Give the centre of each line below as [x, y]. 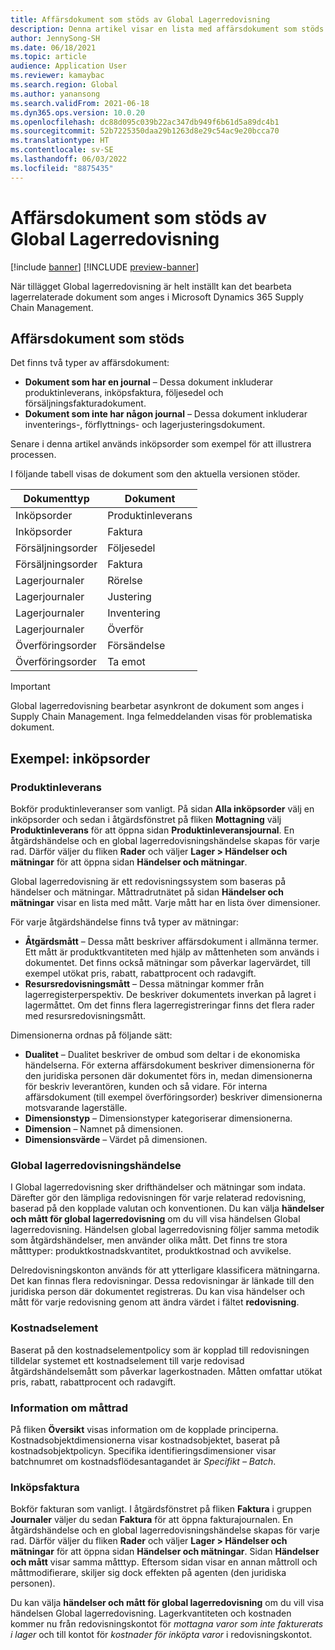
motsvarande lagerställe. [76, 1108]
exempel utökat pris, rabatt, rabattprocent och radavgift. [140, 973]
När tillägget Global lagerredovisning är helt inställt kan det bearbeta [151, 286]
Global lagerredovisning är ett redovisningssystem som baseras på [148, 882]
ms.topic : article [48, 57]
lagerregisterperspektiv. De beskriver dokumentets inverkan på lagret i [170, 995]
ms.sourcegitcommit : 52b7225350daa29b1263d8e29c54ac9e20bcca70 [145, 131]
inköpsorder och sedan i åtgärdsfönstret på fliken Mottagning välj [146, 820]
